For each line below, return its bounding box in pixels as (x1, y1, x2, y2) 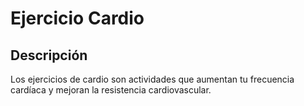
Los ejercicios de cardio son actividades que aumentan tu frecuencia (10, 73, 295, 85)
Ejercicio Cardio (10, 7, 145, 30)
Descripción (10, 47, 88, 64)
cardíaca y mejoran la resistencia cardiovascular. (10, 84, 212, 96)
